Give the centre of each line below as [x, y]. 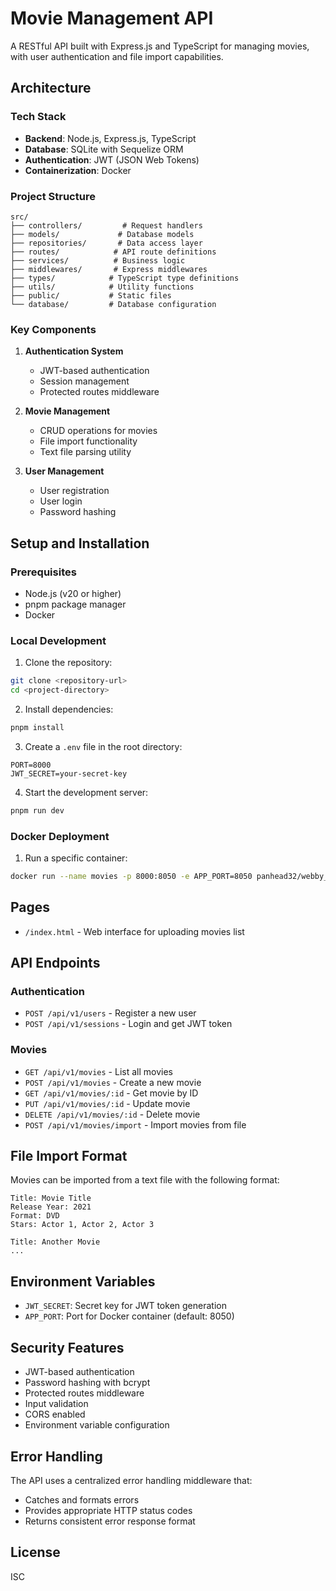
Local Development [58, 640]
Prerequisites [43, 572]
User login [61, 501]
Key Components [53, 329]
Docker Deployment [60, 836]
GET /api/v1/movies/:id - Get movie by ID [111, 1093]
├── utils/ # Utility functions [102, 287]
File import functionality [88, 441]
